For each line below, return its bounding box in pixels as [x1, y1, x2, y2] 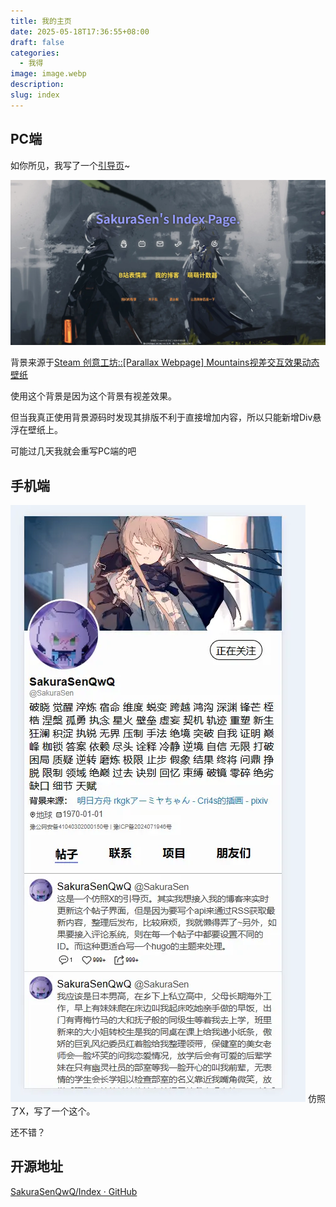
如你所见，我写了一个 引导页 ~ [10, 159, 131, 171]
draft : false [10, 37, 65, 47]
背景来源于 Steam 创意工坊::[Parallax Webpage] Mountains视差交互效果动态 [10, 356, 320, 369]
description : [10, 80, 65, 90]
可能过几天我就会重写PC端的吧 [10, 445, 137, 457]
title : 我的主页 [10, 16, 72, 26]
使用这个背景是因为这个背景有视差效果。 [10, 390, 177, 402]
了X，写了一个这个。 [10, 1105, 96, 1117]
